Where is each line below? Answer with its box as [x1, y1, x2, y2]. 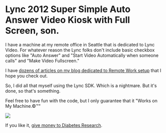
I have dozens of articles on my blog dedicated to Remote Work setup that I [5, 67, 161, 74]
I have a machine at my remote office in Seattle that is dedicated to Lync [5, 41, 155, 47]
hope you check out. [5, 73, 48, 79]
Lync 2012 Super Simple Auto [5, 4, 131, 15]
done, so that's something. [5, 88, 61, 94]
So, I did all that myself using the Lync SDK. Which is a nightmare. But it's [5, 82, 157, 89]
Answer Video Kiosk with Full [5, 14, 130, 26]
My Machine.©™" [5, 103, 41, 109]
